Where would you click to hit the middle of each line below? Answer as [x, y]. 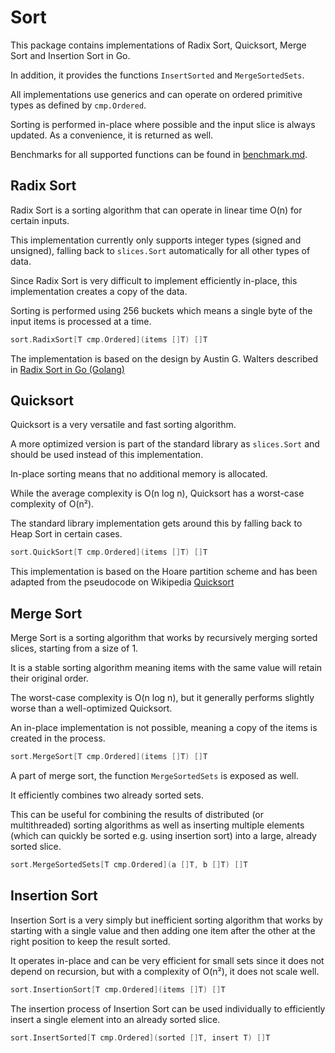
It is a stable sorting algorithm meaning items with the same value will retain [166, 668]
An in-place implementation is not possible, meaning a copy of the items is [164, 728]
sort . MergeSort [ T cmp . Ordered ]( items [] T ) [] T [109, 757]
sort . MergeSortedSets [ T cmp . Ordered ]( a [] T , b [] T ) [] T [129, 865]
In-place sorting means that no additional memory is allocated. [139, 474]
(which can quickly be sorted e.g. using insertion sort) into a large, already [163, 835]
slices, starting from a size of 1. [74, 648]
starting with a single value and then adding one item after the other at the [163, 930]
